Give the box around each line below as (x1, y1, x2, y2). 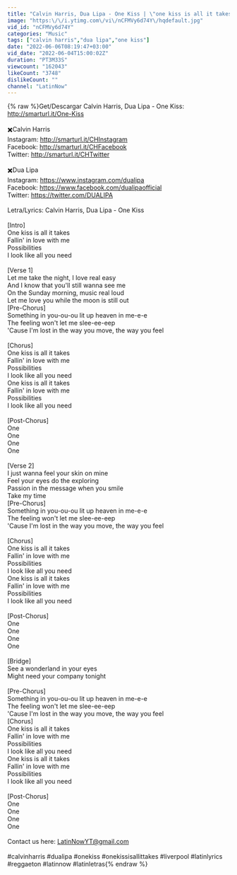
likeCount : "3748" (7, 69, 61, 76)
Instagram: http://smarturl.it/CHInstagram (7, 135, 128, 144)
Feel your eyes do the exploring (7, 477, 99, 485)
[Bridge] (7, 657, 32, 666)
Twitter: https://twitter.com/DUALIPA (7, 191, 114, 199)
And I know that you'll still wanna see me (7, 281, 126, 290)
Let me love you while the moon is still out (7, 296, 129, 305)
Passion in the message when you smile (7, 484, 123, 492)
